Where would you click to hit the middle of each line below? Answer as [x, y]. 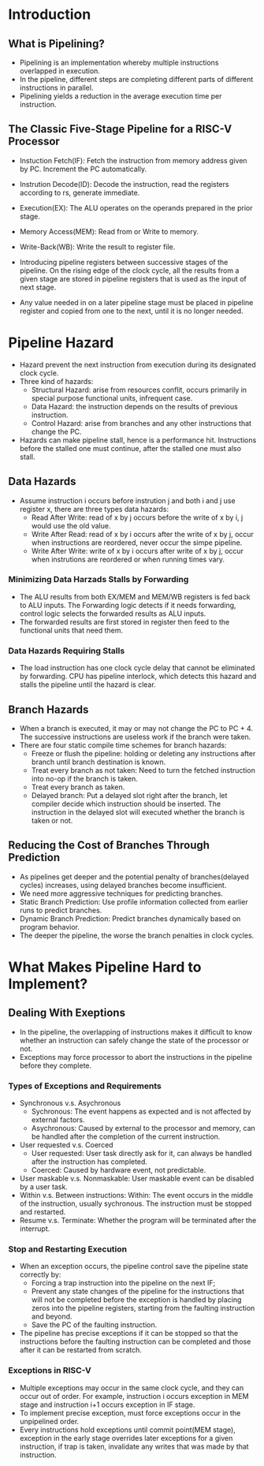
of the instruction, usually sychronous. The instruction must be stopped [136, 1203]
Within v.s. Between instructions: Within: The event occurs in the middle [136, 1196]
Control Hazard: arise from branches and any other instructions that [141, 423]
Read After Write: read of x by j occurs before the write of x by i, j [137, 517]
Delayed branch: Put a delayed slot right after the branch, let [129, 795]
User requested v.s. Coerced [66, 1145]
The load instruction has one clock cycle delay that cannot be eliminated [137, 668]
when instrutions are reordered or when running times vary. [128, 559]
